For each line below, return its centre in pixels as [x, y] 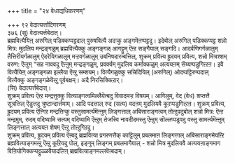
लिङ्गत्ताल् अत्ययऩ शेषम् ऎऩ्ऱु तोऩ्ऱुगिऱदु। [51, 127]
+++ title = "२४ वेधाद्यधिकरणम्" [47, 11]
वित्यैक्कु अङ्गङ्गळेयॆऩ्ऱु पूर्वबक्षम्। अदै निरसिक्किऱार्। [65, 80]
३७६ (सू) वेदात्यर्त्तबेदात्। [35, 33]
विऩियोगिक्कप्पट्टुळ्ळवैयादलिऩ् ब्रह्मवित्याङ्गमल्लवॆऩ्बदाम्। [66, 151]
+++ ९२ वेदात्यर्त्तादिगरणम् [37, 25]
